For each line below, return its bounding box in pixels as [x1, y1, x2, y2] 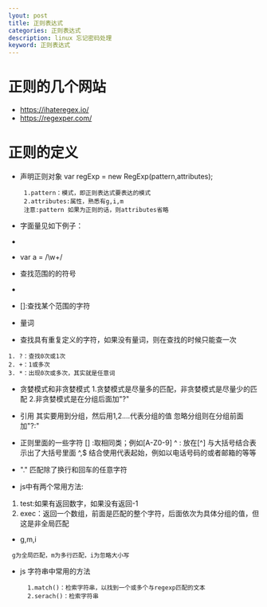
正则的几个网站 [8, 78, 107, 96]
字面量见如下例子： [19, 221, 84, 230]
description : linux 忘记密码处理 [8, 33, 112, 42]
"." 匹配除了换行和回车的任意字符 [19, 465, 128, 474]
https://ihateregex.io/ [19, 105, 89, 115]
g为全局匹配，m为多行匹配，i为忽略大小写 [11, 551, 130, 559]
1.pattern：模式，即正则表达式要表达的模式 [23, 189, 151, 197]
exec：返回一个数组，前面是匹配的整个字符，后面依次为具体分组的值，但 [19, 509, 260, 518]
